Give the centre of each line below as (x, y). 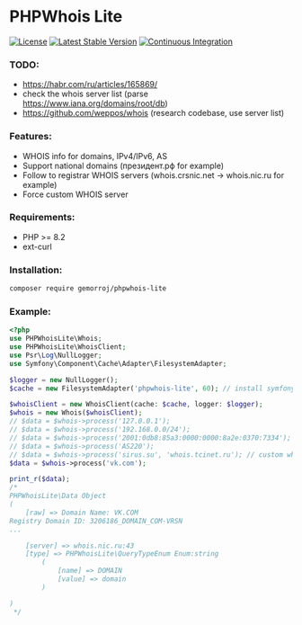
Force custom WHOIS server (75, 194)
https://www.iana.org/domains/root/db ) (95, 103)
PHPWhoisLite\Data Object (58, 496)
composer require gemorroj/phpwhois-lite (88, 289)
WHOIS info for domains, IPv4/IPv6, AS (95, 156)
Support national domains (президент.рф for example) (123, 165)
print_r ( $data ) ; (40, 479)
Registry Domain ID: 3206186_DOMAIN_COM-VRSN (96, 521)
